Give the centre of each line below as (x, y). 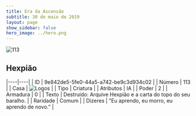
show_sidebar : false (31, 28)
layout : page (22, 22)
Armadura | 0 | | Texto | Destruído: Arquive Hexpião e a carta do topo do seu (98, 94)
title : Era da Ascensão (35, 11)
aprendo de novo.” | (30, 107)
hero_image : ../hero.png (36, 33)
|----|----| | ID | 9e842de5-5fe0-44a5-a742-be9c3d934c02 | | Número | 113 (98, 82)
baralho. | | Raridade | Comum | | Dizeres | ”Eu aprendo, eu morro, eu (90, 100)
